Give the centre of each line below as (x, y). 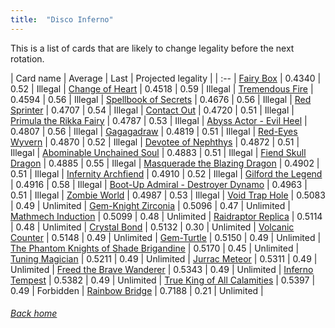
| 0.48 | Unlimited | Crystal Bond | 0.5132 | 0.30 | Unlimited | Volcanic (152, 227)
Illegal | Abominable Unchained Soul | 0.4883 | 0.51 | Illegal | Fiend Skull (158, 152)
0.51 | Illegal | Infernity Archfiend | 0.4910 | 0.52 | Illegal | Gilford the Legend (166, 173)
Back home (34, 313)
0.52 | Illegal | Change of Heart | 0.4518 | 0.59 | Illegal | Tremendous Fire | (162, 88)
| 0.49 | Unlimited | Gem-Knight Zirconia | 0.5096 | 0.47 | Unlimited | (150, 205)
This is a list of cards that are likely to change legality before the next (152, 48)
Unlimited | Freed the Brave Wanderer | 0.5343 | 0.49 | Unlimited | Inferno (162, 269)
